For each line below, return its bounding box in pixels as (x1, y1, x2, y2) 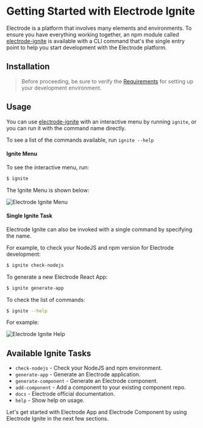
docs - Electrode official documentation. (15, 390, 115, 398)
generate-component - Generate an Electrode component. (15, 377, 158, 385)
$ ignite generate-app (6, 285, 64, 291)
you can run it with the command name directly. (6, 124, 126, 132)
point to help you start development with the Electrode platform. (6, 44, 167, 51)
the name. (6, 232, 32, 239)
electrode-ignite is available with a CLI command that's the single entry (6, 37, 185, 44)
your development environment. (21, 84, 102, 91)
